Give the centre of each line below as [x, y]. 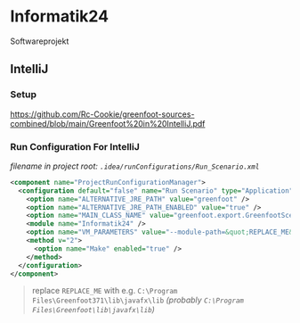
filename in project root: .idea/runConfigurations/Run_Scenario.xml [135, 166]
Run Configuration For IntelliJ [75, 146]
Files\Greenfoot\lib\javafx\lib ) [93, 310]
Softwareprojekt [40, 41]
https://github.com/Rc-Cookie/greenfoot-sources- [102, 114]
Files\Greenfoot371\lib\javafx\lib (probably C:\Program [138, 300]
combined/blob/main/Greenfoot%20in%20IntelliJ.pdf [108, 123]
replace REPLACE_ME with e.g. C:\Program [105, 291]
